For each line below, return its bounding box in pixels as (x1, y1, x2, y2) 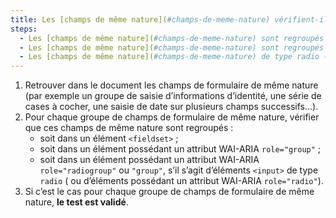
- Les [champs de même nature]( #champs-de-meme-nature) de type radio (19, 52, 320, 62)
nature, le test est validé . (24, 196, 129, 208)
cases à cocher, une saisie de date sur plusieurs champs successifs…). (24, 101, 319, 113)
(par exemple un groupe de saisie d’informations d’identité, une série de (24, 90, 322, 102)
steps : (10, 24, 38, 34)
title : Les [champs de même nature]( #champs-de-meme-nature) (10, 14, 271, 25)
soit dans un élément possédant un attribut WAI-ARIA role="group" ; (39, 143, 322, 155)
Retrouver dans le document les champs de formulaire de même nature (24, 79, 319, 91)
